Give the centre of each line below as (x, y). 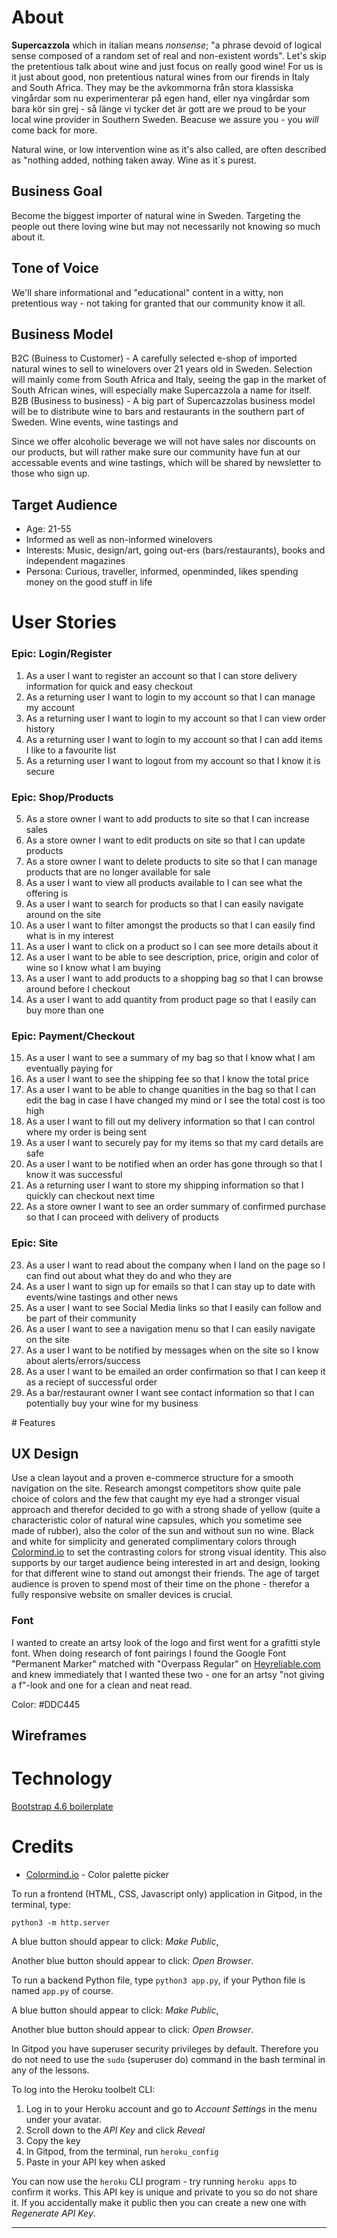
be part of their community (81, 1318)
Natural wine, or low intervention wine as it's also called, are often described (169, 149)
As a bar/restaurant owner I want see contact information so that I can (170, 1392)
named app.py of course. (62, 1990)
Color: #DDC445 (46, 1704)
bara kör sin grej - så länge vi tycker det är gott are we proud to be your (159, 108)
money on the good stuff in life (89, 582)
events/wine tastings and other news (102, 1297)
